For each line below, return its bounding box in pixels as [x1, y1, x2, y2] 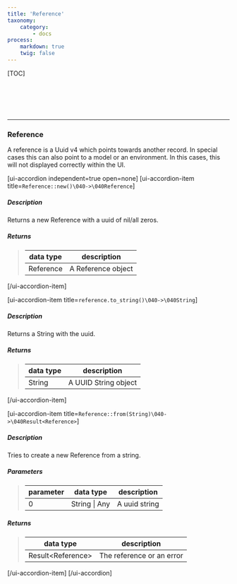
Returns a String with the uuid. [7, 330, 96, 338]
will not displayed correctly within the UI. [7, 160, 126, 169]
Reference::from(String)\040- [78, 411, 167, 418]
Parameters [7, 467, 43, 475]
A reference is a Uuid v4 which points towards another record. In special [7, 145, 218, 154]
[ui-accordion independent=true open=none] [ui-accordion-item [7, 174, 195, 183]
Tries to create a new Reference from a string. [7, 451, 141, 460]
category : [20, 23, 49, 30]
